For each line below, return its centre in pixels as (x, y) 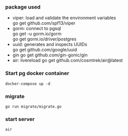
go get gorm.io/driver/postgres (44, 39)
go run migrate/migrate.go (33, 106)
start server (20, 119)
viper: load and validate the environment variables (64, 18)
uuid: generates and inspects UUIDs (50, 44)
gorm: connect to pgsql (37, 28)
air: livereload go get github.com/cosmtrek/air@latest (68, 60)
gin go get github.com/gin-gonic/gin (50, 55)
